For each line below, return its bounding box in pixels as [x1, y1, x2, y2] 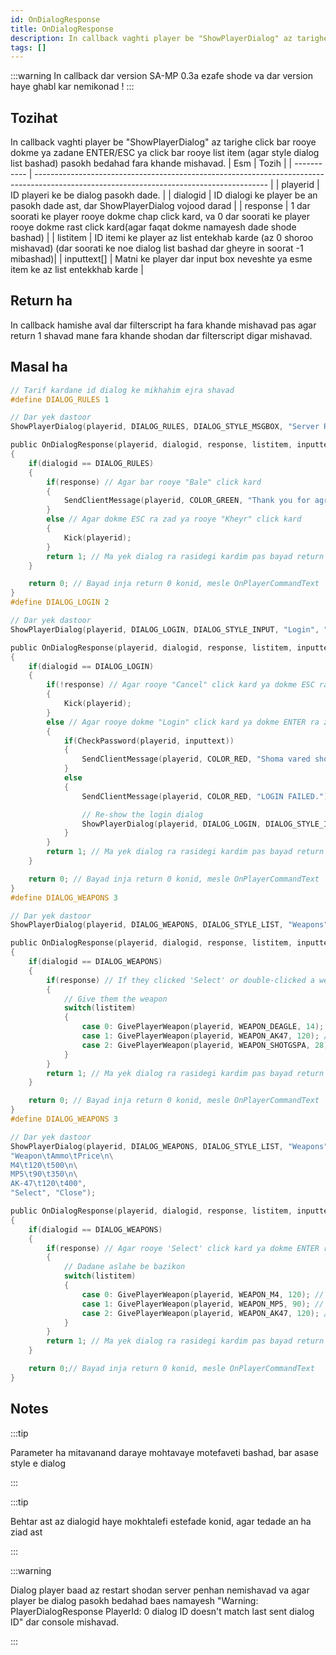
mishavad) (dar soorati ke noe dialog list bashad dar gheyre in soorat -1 [10, 242, 304, 255]
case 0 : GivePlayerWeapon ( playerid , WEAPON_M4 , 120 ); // [81, 1289, 325, 1300]
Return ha [10, 292, 73, 310]
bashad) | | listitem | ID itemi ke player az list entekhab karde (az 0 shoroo [10, 232, 314, 244]
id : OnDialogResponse [10, 14, 101, 25]
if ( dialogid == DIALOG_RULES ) [28, 458, 155, 468]
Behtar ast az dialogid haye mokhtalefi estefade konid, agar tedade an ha [10, 1515, 312, 1527]
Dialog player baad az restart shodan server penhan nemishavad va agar [10, 1584, 310, 1596]
